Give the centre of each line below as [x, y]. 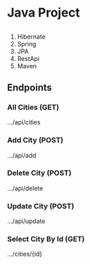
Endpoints [30, 87]
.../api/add [22, 155]
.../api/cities [24, 122]
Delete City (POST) [39, 173]
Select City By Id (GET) [46, 239]
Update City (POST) [41, 206]
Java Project [44, 13]
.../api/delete [25, 188]
